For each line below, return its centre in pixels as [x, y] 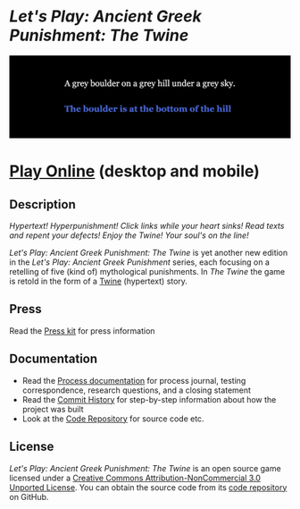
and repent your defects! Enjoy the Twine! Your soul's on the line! [129, 235]
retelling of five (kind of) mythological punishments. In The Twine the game [147, 272]
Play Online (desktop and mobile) [135, 171]
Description [42, 204]
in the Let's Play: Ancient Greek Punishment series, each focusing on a [140, 262]
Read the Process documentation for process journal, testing [134, 380]
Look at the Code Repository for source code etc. [113, 419]
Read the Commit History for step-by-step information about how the [149, 399]
